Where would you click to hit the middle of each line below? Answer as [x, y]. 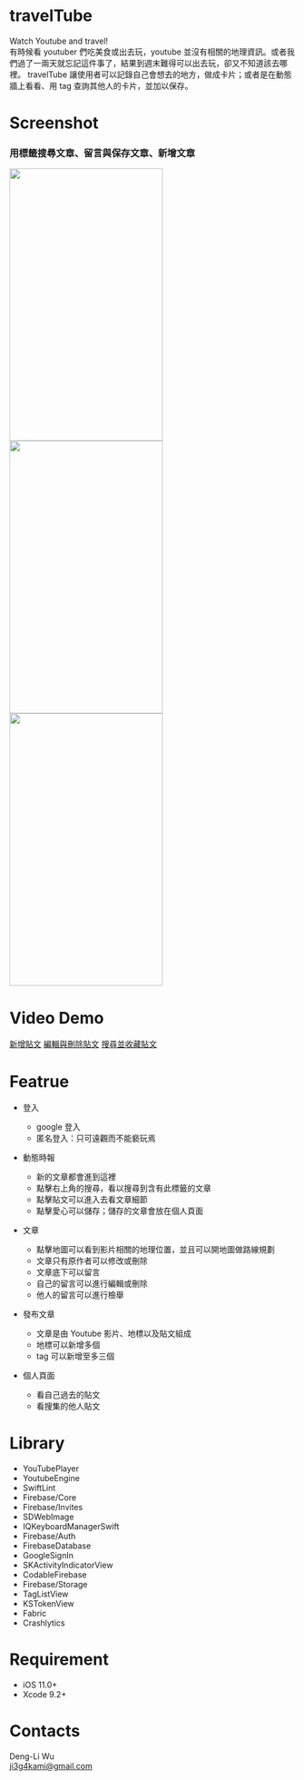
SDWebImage [48, 1517]
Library [37, 1444]
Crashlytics [44, 1623]
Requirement [59, 1660]
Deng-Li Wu [32, 1756]
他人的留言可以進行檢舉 [80, 1295]
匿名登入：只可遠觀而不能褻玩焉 [96, 1138]
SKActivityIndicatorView [68, 1565]
